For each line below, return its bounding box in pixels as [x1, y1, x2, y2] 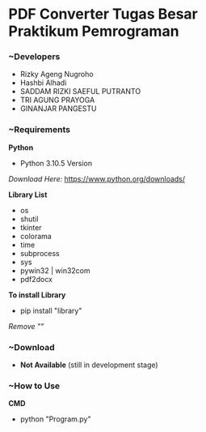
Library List [8, 190, 48, 199]
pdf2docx [19, 274, 53, 284]
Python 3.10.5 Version [19, 158, 93, 168]
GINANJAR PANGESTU [19, 104, 97, 113]
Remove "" [8, 321, 44, 331]
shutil [19, 214, 39, 224]
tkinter [19, 222, 42, 232]
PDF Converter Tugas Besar [8, 5, 198, 24]
